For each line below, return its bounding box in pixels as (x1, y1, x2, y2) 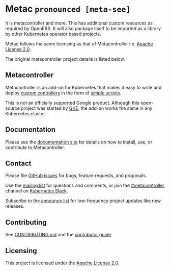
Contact (5, 159, 32, 167)
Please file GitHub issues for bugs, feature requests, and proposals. (5, 173, 147, 179)
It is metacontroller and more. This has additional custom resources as (5, 20, 153, 26)
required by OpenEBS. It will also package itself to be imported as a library (5, 25, 161, 31)
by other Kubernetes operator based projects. (5, 31, 101, 37)
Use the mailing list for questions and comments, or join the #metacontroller (5, 182, 164, 189)
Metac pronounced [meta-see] (5, 3, 131, 15)
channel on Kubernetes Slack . (5, 188, 68, 194)
